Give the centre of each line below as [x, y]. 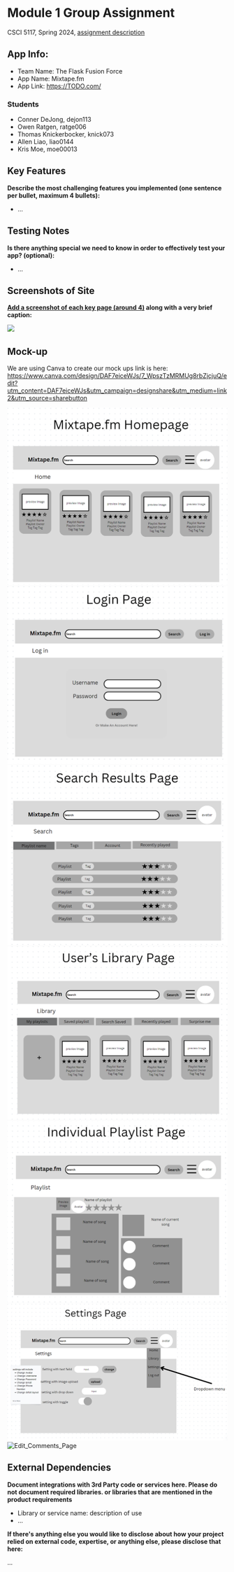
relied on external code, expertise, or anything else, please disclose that [114, 1541]
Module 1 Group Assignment [91, 13]
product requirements [40, 1499]
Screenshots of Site [51, 291]
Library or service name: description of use [80, 1513]
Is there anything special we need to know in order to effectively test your [116, 248]
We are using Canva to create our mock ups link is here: [88, 368]
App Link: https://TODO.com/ [59, 86]
